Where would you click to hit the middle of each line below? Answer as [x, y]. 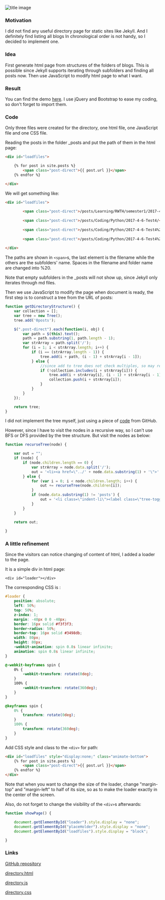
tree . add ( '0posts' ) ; [35, 320]
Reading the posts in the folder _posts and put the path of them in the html [80, 142]
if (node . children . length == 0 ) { [58, 463]
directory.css [18, 892]
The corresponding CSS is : [33, 588]
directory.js [16, 883]
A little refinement [27, 544]
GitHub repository [23, 864]
